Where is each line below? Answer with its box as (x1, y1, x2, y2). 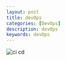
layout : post (6, 9, 39, 15)
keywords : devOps (6, 32, 50, 38)
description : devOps (6, 26, 59, 32)
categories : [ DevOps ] (6, 20, 61, 26)
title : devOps (6, 15, 42, 21)
